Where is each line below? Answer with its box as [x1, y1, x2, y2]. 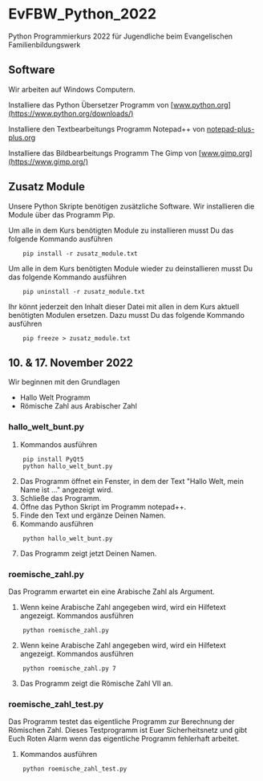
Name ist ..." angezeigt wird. [19, 485, 114, 494]
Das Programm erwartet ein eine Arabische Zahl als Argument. [8, 587, 215, 596]
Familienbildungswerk [8, 39, 81, 49]
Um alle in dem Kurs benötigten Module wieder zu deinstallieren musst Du [8, 263, 253, 273]
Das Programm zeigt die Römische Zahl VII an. [19, 678, 174, 688]
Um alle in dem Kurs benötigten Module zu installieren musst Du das [8, 226, 234, 235]
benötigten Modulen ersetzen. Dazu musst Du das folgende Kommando [8, 310, 245, 319]
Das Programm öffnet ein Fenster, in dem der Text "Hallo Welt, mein [19, 476, 245, 486]
